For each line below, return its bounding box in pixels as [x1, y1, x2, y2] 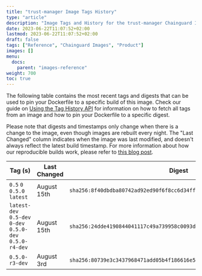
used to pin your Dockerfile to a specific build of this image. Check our [6, 98, 182, 106]
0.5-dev [9, 214, 31, 221]
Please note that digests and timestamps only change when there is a [6, 123, 179, 130]
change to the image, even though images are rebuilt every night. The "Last [6, 130, 194, 137]
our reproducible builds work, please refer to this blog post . [6, 148, 153, 156]
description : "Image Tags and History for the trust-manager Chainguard [6, 20, 192, 26]
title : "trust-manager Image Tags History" [6, 8, 117, 15]
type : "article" [6, 14, 47, 20]
